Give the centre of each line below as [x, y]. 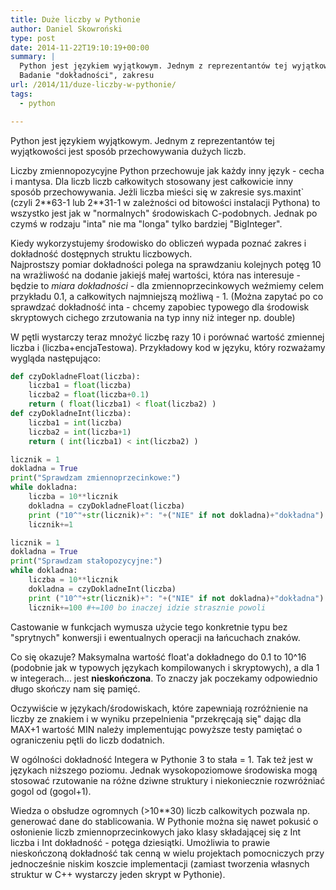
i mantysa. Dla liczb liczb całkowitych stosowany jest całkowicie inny [152, 181]
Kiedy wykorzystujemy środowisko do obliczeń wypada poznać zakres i [158, 243]
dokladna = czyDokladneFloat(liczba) [107, 506]
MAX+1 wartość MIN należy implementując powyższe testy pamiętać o [156, 729]
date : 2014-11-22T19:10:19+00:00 [80, 47]
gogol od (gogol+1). [51, 791]
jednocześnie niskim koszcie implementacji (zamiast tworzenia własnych [160, 863]
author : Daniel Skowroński [66, 29]
